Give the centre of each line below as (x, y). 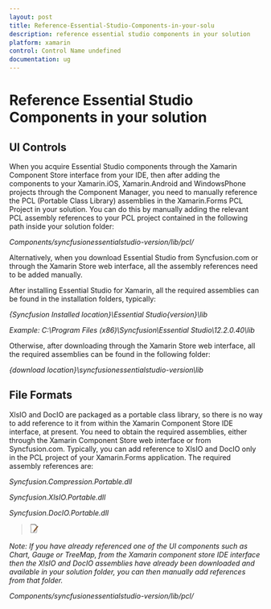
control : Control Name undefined (65, 51)
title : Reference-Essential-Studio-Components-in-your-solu (112, 25)
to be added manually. (46, 275)
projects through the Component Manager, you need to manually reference (133, 192)
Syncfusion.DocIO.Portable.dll (59, 512)
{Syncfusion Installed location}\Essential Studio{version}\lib (109, 315)
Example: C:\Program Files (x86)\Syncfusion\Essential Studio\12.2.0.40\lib (132, 330)
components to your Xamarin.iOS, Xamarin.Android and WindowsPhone (127, 184)
